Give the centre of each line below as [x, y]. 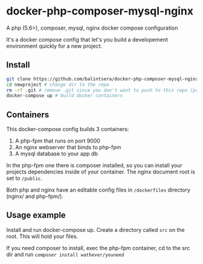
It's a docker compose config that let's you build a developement [87, 39]
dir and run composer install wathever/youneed [65, 254]
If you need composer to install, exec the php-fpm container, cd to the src [98, 248]
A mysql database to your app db [56, 154]
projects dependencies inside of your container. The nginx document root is [101, 172]
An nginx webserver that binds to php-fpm [68, 147]
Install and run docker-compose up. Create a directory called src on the [96, 230]
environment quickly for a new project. [54, 46]
